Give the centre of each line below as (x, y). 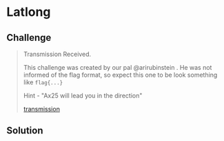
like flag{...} (43, 82)
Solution (25, 131)
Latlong (29, 12)
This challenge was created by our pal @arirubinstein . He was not (118, 67)
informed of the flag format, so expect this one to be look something (120, 75)
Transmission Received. (57, 54)
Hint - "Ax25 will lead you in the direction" (83, 95)
